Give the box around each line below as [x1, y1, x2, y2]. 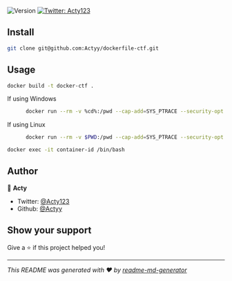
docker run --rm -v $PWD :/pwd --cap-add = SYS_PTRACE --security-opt [25, 134, 224, 141]
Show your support [7, 224, 92, 236]
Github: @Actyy [17, 204, 63, 213]
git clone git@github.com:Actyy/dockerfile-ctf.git [7, 45, 159, 52]
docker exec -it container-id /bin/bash [7, 146, 126, 153]
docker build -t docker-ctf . [7, 82, 95, 89]
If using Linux [7, 121, 46, 129]
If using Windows [7, 95, 57, 103]
